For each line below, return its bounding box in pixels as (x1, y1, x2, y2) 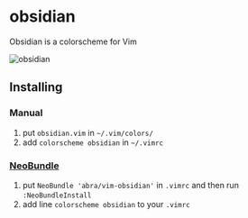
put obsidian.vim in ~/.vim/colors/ (22, 127, 153, 138)
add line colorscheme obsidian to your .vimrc (22, 198, 191, 209)
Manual (9, 106, 43, 119)
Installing (9, 79, 63, 95)
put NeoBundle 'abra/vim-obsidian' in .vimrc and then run (22, 179, 239, 190)
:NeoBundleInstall (22, 191, 92, 200)
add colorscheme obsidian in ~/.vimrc (22, 137, 164, 148)
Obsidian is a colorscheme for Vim (9, 36, 137, 47)
